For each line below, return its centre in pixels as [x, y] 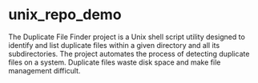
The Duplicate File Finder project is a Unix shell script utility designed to [127, 37]
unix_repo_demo [65, 15]
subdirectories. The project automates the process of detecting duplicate [129, 53]
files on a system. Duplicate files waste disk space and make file [115, 62]
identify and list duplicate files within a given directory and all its [114, 45]
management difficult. [44, 70]
